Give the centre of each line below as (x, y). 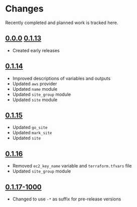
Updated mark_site (32, 133)
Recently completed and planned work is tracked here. (62, 23)
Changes (24, 9)
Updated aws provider (35, 84)
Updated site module (35, 99)
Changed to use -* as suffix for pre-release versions (67, 199)
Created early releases (36, 50)
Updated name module (35, 89)
